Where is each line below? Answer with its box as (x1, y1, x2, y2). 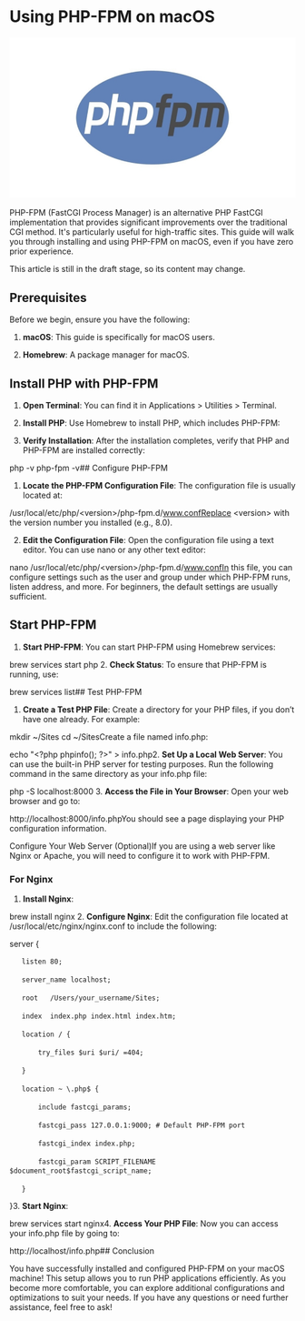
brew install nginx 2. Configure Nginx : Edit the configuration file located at (9, 912, 289, 923)
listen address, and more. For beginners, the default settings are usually (9, 581, 279, 592)
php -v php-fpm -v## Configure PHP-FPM (9, 462, 168, 474)
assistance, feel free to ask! (9, 1302, 113, 1313)
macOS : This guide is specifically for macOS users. (22, 332, 215, 343)
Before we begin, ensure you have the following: (9, 314, 191, 325)
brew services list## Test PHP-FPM (9, 686, 143, 697)
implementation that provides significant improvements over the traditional (9, 217, 288, 228)
